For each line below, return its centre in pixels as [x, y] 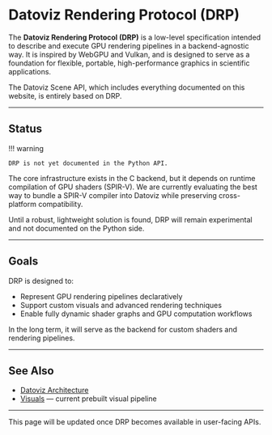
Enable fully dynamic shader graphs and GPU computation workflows [136, 314]
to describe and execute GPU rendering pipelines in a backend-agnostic [129, 45]
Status [25, 129]
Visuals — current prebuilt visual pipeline [88, 399]
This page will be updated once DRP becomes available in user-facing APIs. [135, 422]
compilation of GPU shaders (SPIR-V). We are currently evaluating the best [133, 187]
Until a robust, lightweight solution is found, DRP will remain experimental [130, 219]
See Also [31, 371]
